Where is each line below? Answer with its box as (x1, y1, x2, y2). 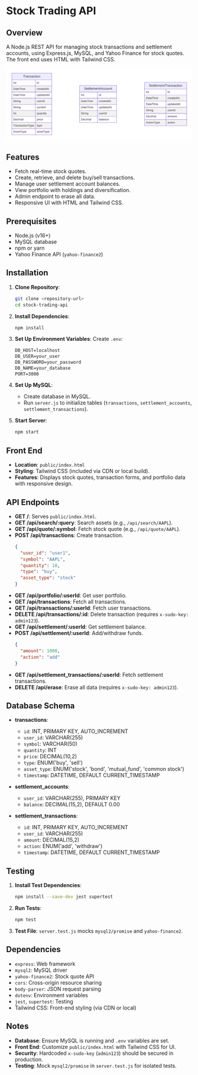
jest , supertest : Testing (14, 998, 74, 1005)
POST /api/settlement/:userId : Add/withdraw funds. (14, 630, 144, 637)
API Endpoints (6, 497, 60, 507)
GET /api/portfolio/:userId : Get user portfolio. (14, 592, 127, 599)
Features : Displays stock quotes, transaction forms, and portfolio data (14, 474, 186, 481)
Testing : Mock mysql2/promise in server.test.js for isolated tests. (14, 1062, 177, 1069)
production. (14, 1056, 43, 1063)
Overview (6, 28, 43, 38)
